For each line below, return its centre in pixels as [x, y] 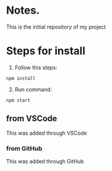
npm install [21, 78]
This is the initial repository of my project [56, 27]
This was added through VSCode [47, 133]
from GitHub [24, 148]
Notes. [23, 10]
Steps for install [46, 51]
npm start [18, 100]
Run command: [33, 89]
